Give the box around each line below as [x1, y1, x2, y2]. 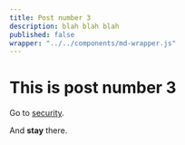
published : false [9, 30, 75, 39]
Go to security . [9, 108, 65, 119]
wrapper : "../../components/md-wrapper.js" [9, 38, 177, 48]
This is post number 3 [9, 78, 177, 98]
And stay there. [9, 125, 68, 136]
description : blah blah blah [9, 22, 120, 31]
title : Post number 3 [9, 13, 92, 23]
